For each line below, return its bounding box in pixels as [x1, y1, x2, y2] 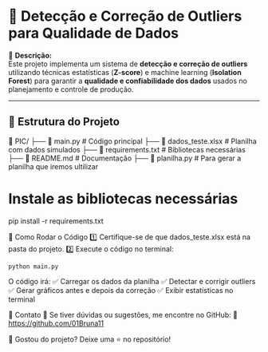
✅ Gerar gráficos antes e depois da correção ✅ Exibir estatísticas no [8, 285, 234, 295]
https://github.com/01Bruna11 [8, 318, 104, 328]
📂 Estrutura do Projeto [8, 115, 120, 129]
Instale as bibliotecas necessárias [8, 189, 238, 208]
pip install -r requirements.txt [8, 216, 104, 226]
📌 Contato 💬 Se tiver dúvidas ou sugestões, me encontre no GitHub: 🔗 [8, 310, 238, 319]
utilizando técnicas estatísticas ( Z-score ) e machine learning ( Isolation [8, 67, 242, 77]
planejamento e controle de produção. [8, 84, 134, 94]
